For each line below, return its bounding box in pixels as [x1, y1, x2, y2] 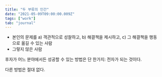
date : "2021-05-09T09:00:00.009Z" [5, 12, 75, 16]
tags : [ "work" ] [5, 16, 36, 21]
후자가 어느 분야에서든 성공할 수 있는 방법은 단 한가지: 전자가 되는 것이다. [5, 56, 142, 63]
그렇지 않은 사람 [12, 46, 42, 52]
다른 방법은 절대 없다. [5, 67, 45, 73]
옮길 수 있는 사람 [21, 40, 52, 46]
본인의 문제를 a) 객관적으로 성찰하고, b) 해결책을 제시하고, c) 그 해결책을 [12, 34, 148, 40]
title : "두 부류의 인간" [5, 7, 49, 12]
